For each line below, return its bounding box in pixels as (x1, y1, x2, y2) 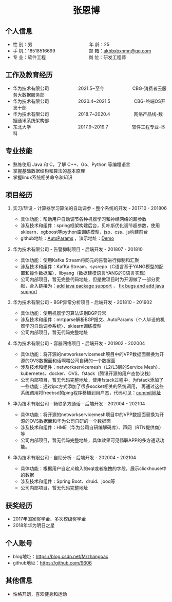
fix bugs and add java (119, 283, 164, 289)
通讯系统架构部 (17, 117, 49, 123)
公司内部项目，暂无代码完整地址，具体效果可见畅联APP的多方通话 (20, 437, 160, 443)
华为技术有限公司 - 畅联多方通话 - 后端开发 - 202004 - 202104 (12, 401, 145, 407)
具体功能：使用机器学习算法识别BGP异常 (20, 310, 107, 316)
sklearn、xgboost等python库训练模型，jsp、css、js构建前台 (20, 229, 148, 235)
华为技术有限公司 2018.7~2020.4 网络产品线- (12, 111, 159, 117)
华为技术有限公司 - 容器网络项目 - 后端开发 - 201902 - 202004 (12, 340, 145, 347)
